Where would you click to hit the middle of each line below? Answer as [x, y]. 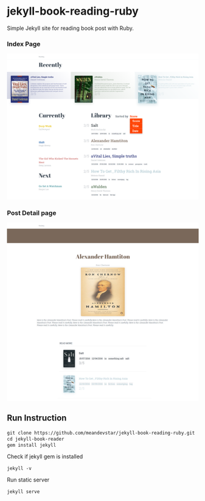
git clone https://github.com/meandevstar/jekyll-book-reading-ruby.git [101, 433]
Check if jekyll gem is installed [45, 456]
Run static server [28, 480]
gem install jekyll [32, 445]
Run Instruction [37, 418]
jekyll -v [19, 468]
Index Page [24, 44]
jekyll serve [23, 492]
